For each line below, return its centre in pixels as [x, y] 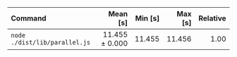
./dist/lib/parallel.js [51, 43]
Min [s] [147, 18]
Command [29, 18]
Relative [212, 18]
